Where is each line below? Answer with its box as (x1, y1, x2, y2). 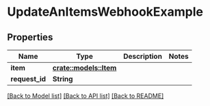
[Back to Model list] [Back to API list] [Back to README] (7, 92, 164, 100)
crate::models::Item (52, 63, 117, 72)
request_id (10, 75, 47, 83)
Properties (7, 31, 53, 43)
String (52, 75, 73, 83)
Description (122, 52, 163, 61)
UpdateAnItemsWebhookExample (7, 4, 204, 20)
